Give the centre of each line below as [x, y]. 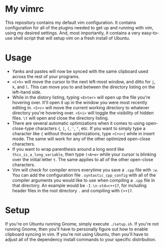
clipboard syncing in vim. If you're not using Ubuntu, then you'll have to [77, 234]
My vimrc [24, 9]
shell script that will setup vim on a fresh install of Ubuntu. [72, 38]
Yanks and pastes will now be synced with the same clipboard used [80, 71]
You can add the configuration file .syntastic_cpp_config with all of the [84, 175]
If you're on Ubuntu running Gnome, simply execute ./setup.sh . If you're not [82, 224]
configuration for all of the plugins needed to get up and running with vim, [79, 27]
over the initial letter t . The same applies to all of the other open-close [83, 159]
